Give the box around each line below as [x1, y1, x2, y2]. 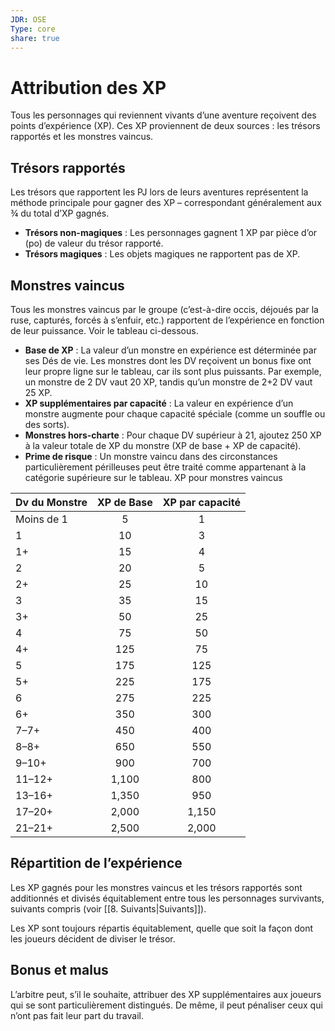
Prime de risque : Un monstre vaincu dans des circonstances [24, 450, 278, 462]
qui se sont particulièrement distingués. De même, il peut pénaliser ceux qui [10, 999, 323, 1011]
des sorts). [24, 418, 70, 430]
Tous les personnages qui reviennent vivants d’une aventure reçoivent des [10, 109, 317, 121]
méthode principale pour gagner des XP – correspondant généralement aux [10, 197, 322, 209]
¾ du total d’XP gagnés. [10, 207, 110, 220]
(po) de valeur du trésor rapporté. [24, 237, 164, 250]
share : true [10, 33, 60, 43]
